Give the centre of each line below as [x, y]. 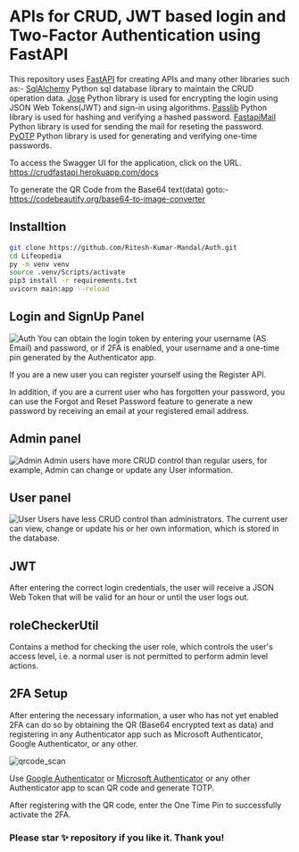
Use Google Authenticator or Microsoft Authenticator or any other [130, 778]
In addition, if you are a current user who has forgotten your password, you [147, 392]
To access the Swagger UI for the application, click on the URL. [125, 162]
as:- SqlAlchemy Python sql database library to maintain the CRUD [132, 88]
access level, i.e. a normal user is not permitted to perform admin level [139, 657]
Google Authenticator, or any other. [74, 743]
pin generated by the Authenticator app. [83, 357]
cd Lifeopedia [36, 256]
